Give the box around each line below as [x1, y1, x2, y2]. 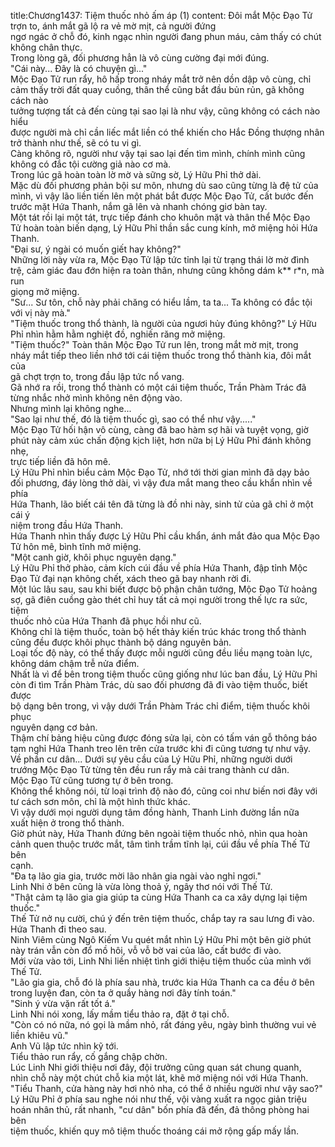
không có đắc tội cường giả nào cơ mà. [10, 158, 172, 170]
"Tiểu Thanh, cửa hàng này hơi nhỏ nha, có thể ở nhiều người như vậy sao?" [10, 1083, 323, 1094]
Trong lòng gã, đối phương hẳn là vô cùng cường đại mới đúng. [10, 52, 270, 64]
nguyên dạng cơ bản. [10, 721, 98, 733]
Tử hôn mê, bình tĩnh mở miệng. [10, 541, 142, 552]
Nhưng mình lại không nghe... [10, 403, 132, 414]
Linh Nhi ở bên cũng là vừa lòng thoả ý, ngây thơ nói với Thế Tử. [10, 881, 273, 892]
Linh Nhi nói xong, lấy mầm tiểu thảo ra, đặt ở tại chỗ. [10, 1008, 230, 1020]
